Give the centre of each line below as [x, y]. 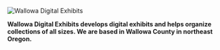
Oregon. [20, 39]
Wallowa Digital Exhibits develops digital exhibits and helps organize [110, 24]
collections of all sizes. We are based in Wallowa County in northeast [110, 32]
